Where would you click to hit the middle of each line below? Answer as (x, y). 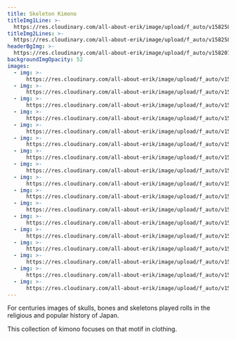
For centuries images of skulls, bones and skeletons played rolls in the (109, 308)
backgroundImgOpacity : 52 (45, 60)
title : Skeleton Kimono (42, 14)
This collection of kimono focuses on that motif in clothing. (92, 329)
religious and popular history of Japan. (63, 315)
